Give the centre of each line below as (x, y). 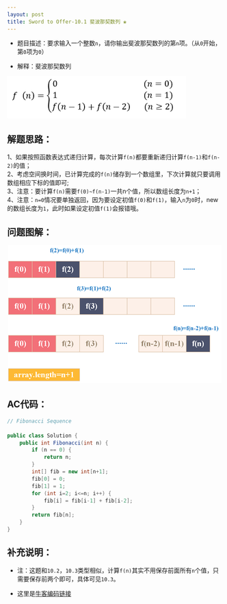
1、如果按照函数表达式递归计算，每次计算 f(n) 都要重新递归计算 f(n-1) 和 (108, 157)
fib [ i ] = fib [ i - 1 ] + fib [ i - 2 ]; (88, 501)
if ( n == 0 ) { (52, 450)
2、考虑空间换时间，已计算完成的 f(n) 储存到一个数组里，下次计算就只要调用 (114, 174)
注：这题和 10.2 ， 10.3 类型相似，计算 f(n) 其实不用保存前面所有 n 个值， (115, 570)
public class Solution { (42, 436)
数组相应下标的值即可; (38, 183)
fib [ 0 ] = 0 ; (49, 479)
